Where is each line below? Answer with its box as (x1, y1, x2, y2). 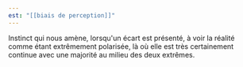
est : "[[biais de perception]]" (8, 11, 115, 20)
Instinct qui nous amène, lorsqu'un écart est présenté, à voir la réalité (8, 33, 235, 43)
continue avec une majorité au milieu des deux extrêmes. (8, 50, 195, 59)
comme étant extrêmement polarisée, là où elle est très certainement (8, 41, 234, 51)
